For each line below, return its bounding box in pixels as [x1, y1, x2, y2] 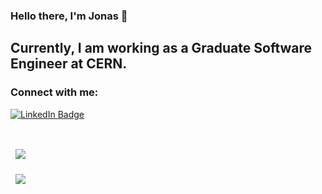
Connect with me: [10, 85, 99, 99]
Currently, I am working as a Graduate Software [10, 40, 313, 57]
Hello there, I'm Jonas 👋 [10, 9, 128, 23]
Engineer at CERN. [10, 55, 128, 73]
